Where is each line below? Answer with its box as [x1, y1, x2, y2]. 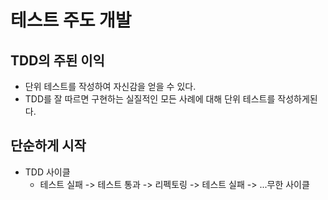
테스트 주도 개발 [10, 9, 132, 32]
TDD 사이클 [24, 166, 71, 178]
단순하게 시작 [10, 137, 87, 155]
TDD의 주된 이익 [10, 52, 105, 69]
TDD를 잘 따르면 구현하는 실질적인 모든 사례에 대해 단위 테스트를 [24, 93, 276, 105]
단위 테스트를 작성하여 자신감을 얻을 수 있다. [24, 81, 197, 92]
